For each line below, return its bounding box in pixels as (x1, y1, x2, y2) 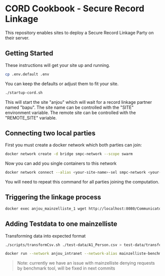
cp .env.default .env (5, 72, 50, 77)
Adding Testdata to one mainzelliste (5, 220, 118, 228)
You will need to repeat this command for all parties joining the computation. (5, 179, 160, 185)
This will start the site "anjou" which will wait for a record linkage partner (5, 99, 152, 105)
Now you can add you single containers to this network (5, 160, 117, 166)
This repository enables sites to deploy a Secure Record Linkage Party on (5, 30, 154, 35)
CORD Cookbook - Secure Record (5, 3, 145, 14)
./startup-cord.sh (5, 90, 43, 95)
